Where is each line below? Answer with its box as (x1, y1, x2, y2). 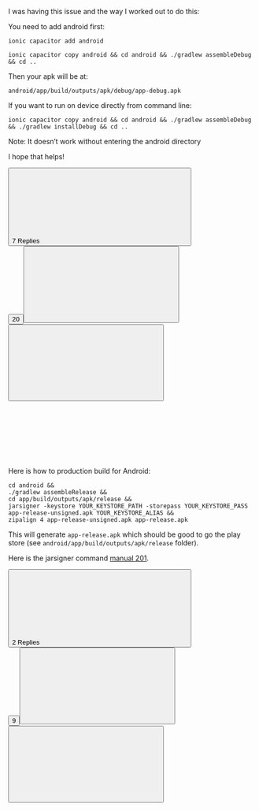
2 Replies (12, 638, 40, 646)
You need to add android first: (8, 22, 105, 31)
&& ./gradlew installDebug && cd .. (8, 123, 128, 131)
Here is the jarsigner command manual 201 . (8, 553, 150, 563)
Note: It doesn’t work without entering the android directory (8, 137, 202, 146)
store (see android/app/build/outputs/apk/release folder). (8, 538, 199, 547)
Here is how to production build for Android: (8, 467, 151, 475)
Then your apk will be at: (8, 72, 88, 81)
